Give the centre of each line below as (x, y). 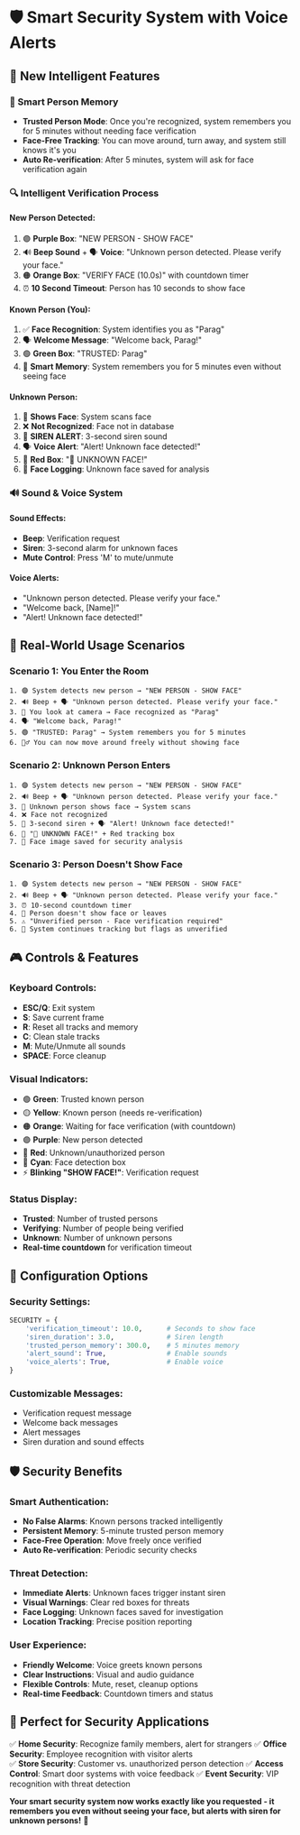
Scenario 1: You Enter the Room (79, 671)
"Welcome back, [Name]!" (71, 607)
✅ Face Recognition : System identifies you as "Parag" (123, 329)
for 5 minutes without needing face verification (109, 131)
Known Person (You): (50, 309)
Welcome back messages (70, 1423)
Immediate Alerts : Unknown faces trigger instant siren (124, 1593)
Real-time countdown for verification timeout (107, 1248)
